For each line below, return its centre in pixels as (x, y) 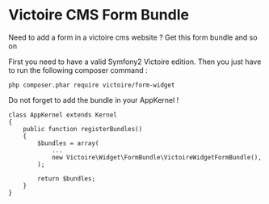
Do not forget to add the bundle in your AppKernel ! (94, 100)
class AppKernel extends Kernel (63, 115)
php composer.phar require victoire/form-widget (92, 85)
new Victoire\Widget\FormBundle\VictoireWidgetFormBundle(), (157, 157)
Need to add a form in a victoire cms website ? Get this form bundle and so (133, 37)
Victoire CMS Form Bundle (99, 15)
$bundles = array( (68, 143)
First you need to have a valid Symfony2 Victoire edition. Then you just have (135, 62)
